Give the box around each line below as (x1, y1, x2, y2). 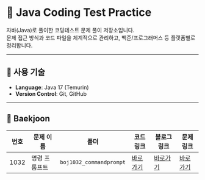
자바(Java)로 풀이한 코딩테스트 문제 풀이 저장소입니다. (6, 26, 135, 34)
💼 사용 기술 (6, 67, 46, 77)
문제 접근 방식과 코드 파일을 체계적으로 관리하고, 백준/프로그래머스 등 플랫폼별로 (6, 34, 196, 41)
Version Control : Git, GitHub (15, 90, 87, 97)
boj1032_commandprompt (60, 159, 126, 165)
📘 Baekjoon (6, 113, 51, 124)
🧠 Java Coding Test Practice (6, 5, 152, 20)
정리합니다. (6, 41, 33, 49)
